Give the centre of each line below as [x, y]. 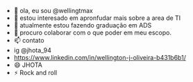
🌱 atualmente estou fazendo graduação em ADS [83, 25]
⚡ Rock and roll [35, 73]
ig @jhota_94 [33, 50]
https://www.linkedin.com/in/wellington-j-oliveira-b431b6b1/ [100, 58]
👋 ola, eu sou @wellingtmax [53, 11]
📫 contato [29, 40]
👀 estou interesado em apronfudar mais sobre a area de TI [97, 18]
